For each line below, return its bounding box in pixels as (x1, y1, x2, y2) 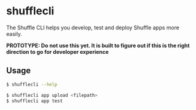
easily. (6, 30, 22, 37)
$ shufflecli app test (6, 97, 63, 104)
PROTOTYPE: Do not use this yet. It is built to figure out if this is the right (6, 42, 190, 49)
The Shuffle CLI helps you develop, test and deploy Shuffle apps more (6, 24, 180, 31)
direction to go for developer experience (6, 48, 109, 55)
